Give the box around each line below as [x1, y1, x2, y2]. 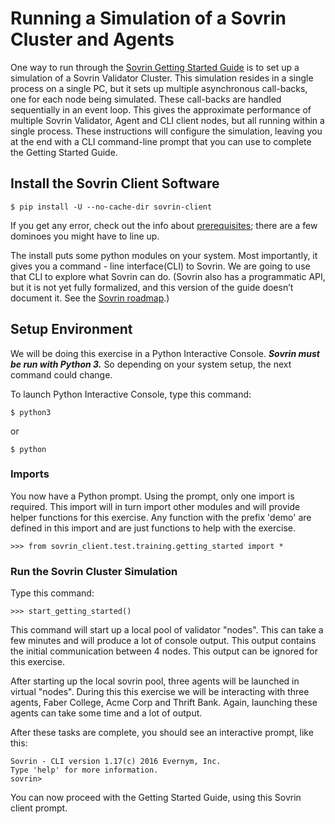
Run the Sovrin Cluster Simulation [10, 564, 178, 578]
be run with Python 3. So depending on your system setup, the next [10, 358, 292, 370]
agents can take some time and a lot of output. [10, 707, 203, 719]
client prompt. [10, 802, 68, 814]
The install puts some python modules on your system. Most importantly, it [10, 249, 318, 261]
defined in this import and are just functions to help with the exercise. [10, 522, 297, 534]
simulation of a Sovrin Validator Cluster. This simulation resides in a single [10, 72, 314, 84]
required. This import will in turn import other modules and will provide [10, 500, 301, 512]
